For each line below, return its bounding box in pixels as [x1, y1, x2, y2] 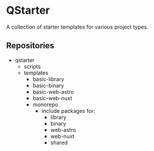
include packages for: [41, 107, 96, 114]
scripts [23, 63, 41, 70]
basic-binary [32, 82, 64, 89]
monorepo [32, 101, 58, 108]
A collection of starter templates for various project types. [6, 23, 149, 30]
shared [50, 138, 68, 146]
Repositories [6, 41, 55, 51]
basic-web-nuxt [32, 94, 73, 101]
